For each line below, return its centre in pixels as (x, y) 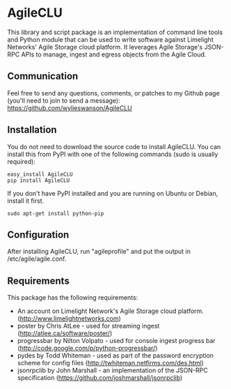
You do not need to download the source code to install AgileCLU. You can (114, 146)
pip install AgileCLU (39, 180)
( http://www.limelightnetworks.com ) (69, 319)
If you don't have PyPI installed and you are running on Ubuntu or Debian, (113, 193)
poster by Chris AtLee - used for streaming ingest (88, 326)
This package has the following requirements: (73, 298)
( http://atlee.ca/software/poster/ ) (65, 333)
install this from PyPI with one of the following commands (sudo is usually (113, 154)
